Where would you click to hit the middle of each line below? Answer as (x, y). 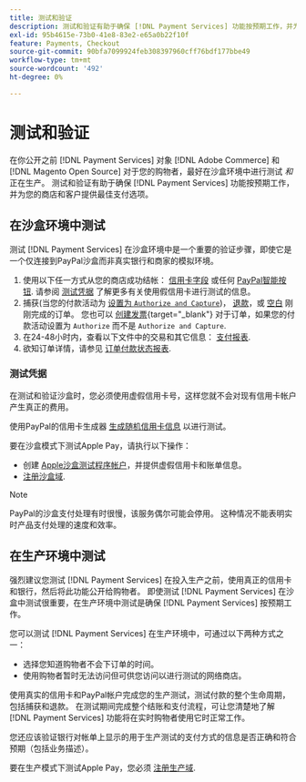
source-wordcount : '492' (56, 69)
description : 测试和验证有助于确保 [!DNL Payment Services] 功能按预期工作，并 (151, 26)
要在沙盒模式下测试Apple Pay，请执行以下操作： (100, 445)
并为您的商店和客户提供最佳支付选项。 (81, 194)
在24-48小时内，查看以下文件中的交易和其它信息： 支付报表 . (137, 337)
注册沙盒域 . (44, 476)
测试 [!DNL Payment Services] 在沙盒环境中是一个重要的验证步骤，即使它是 (151, 249)
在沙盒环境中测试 (57, 225)
